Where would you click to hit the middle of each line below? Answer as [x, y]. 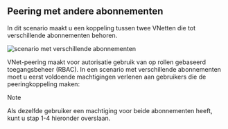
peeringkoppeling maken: [44, 84]
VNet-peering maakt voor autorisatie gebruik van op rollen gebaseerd [107, 62]
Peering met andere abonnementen [85, 11]
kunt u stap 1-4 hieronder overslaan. [59, 118]
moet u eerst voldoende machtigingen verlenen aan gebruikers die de [107, 77]
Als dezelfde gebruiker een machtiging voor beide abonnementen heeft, [110, 110]
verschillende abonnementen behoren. [62, 35]
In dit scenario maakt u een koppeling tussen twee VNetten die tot [102, 28]
